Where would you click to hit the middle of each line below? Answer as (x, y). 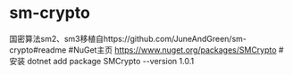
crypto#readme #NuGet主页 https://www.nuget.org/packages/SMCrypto (143, 50)
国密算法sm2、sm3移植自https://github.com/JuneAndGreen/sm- (128, 38)
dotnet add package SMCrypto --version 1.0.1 (110, 61)
